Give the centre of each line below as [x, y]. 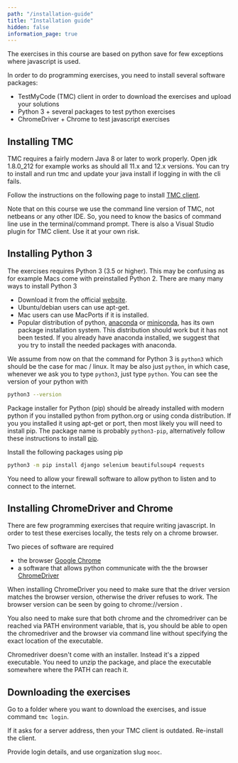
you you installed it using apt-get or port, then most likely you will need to [115, 423]
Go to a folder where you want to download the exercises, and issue [107, 709]
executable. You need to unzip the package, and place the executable [109, 662]
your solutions [38, 104]
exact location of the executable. [55, 641]
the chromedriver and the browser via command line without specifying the [118, 634]
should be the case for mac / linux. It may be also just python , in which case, [119, 366]
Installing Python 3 [50, 254]
